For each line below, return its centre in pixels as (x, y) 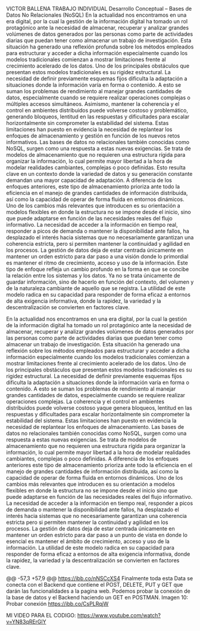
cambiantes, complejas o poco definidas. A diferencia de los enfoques (93, 459)
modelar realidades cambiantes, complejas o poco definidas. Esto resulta (96, 167)
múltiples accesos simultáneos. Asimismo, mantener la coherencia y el (93, 104)
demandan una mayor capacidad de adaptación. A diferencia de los (89, 180)
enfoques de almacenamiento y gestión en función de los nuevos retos (93, 136)
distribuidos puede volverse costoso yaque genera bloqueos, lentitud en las (99, 408)
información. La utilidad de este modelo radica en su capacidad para (90, 548)
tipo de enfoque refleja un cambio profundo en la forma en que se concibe (98, 269)
